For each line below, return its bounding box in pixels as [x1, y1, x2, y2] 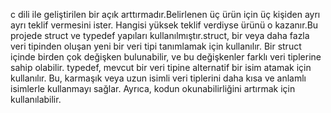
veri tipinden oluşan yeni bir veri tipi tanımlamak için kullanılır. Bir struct [10, 40, 302, 52]
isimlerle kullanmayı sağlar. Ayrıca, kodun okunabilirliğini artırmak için [10, 83, 296, 94]
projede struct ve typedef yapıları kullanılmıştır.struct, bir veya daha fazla [10, 30, 310, 41]
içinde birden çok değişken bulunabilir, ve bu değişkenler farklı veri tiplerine [10, 51, 322, 63]
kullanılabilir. [10, 94, 62, 105]
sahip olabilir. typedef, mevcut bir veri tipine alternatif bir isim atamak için [10, 62, 312, 73]
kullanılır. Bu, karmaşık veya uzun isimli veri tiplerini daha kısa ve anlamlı [10, 72, 307, 84]
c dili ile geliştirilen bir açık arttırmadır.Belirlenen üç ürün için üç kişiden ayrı [10, 9, 321, 20]
